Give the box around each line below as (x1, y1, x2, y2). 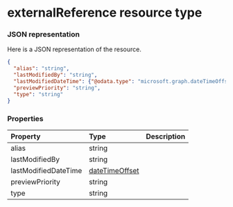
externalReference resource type (7, 5, 202, 21)
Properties (7, 114, 44, 123)
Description (146, 132, 186, 141)
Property (10, 132, 41, 141)
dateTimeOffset (89, 165, 140, 175)
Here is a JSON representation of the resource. (7, 45, 142, 53)
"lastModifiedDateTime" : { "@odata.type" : (13, 78, 135, 85)
